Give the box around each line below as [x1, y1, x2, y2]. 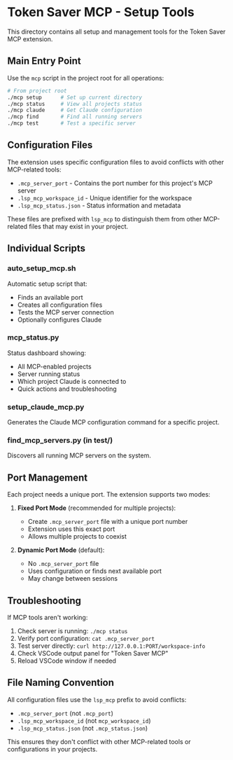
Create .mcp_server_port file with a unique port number [27, 518, 188, 526]
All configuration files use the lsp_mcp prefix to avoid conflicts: [7, 695, 187, 704]
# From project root [7, 87, 68, 95]
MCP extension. [7, 34, 53, 43]
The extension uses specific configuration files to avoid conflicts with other [7, 158, 224, 166]
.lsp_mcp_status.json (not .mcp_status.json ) [17, 724, 148, 732]
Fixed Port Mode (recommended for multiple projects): [17, 504, 176, 512]
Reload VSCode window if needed [17, 656, 117, 665]
